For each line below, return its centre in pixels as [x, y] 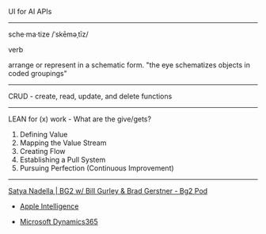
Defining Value [44, 134]
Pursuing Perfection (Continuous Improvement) [97, 168]
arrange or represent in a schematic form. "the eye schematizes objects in [129, 65]
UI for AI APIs [30, 12]
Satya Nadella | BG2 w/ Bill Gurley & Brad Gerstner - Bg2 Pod [108, 191]
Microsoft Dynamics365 [59, 222]
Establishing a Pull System [63, 159]
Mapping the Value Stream [63, 143]
